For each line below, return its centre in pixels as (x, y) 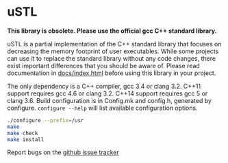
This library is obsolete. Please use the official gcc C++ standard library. (112, 31)
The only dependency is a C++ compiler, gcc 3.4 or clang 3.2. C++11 (104, 86)
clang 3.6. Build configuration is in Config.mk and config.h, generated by (110, 100)
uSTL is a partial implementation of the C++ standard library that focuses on (114, 44)
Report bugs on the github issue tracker (63, 152)
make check (23, 133)
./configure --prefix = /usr (46, 120)
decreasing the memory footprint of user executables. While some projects (113, 51)
